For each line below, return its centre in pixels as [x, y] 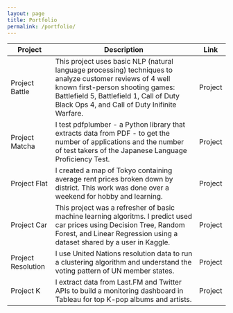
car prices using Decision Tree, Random [120, 225]
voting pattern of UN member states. [115, 271]
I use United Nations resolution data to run [124, 253]
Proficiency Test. [83, 159]
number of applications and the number [120, 142]
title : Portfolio [32, 20]
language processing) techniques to [114, 70]
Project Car [29, 225]
